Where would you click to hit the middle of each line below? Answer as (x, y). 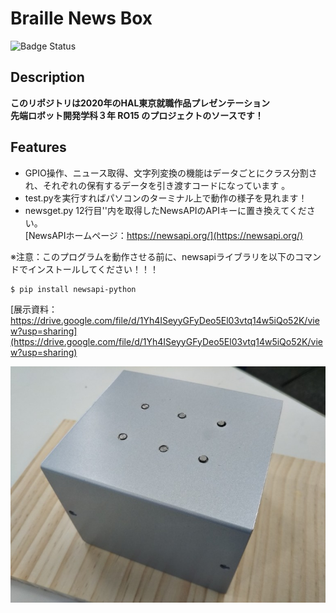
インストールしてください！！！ (93, 269)
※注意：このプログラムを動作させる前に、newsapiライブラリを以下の (152, 256)
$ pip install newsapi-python (73, 289)
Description (47, 77)
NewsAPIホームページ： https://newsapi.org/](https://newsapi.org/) (166, 235)
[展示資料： (34, 309)
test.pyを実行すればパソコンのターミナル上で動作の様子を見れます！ (166, 198)
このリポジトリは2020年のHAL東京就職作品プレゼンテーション (140, 103)
